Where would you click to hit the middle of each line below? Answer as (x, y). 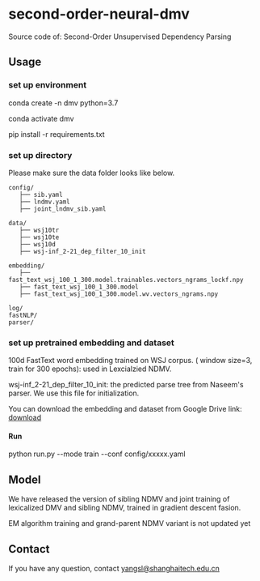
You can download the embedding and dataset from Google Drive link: (125, 409)
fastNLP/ (23, 315)
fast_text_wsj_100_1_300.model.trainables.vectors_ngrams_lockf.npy (126, 280)
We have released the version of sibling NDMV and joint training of (119, 499)
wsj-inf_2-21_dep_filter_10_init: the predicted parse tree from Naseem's (126, 385)
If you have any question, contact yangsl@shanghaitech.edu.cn (114, 569)
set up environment (48, 85)
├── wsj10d (38, 244)
